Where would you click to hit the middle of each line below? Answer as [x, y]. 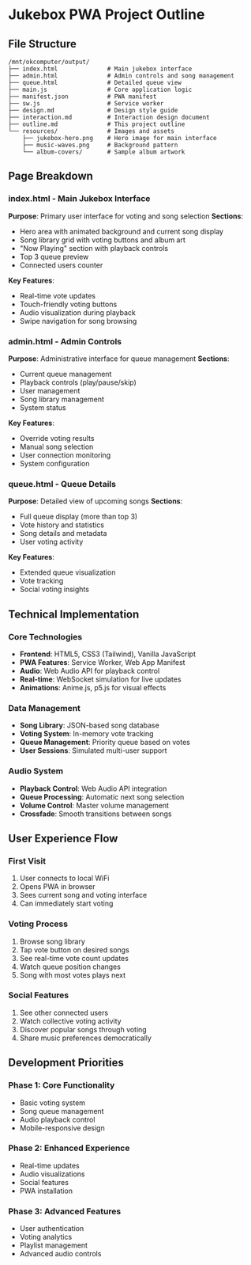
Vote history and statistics [62, 525]
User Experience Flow [63, 838]
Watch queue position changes [70, 967]
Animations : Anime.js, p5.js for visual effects [93, 687]
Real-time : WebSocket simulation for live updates [100, 679]
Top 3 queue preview [54, 256]
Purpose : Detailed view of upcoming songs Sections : [96, 501]
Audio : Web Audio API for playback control [90, 670]
